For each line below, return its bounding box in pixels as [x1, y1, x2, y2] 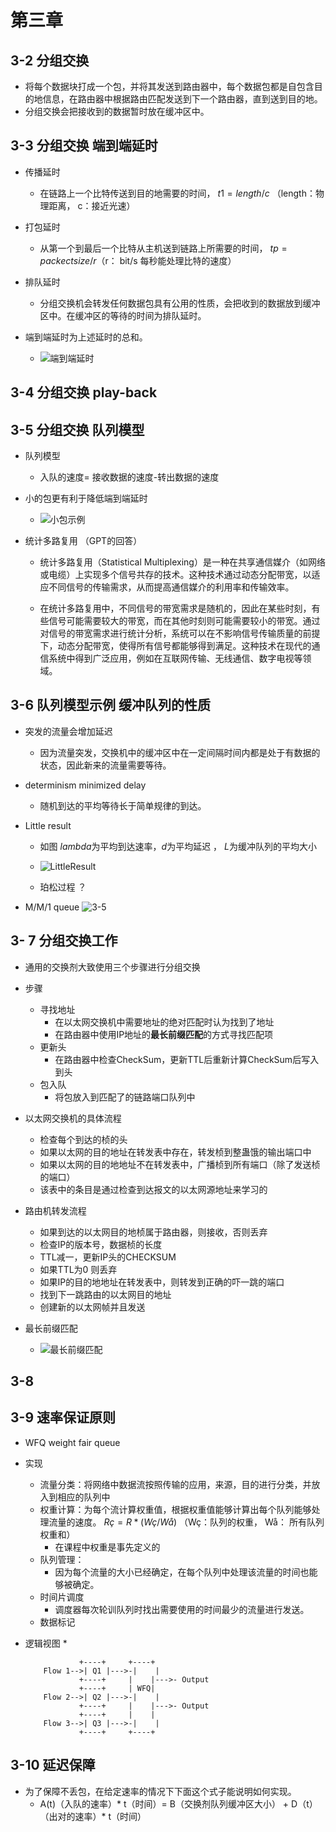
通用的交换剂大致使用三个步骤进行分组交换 [24, 961, 201, 973]
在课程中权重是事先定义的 [54, 1541, 161, 1553]
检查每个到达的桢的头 [39, 1133, 128, 1145]
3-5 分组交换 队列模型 [10, 421, 145, 438]
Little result [24, 819, 72, 831]
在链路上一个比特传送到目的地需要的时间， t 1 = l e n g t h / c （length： [39, 187, 316, 199]
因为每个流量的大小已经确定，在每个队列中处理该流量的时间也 [54, 1566, 310, 1578]
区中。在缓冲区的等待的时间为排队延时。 [39, 309, 207, 321]
